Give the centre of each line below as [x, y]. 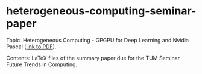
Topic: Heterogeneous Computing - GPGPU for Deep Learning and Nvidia [97, 40]
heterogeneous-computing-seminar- [101, 11]
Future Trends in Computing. [42, 64]
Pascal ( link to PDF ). [31, 47]
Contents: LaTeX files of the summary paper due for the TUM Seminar [93, 58]
